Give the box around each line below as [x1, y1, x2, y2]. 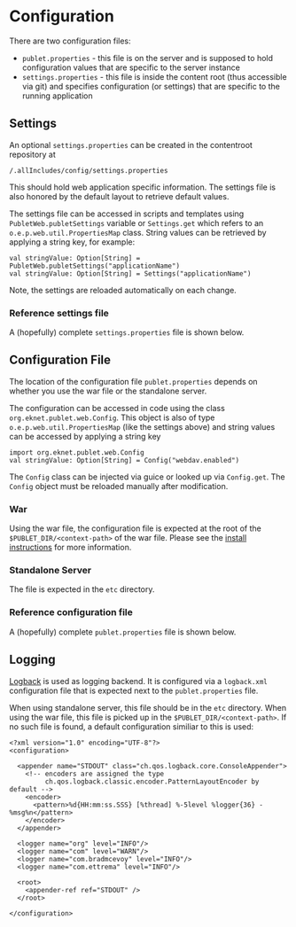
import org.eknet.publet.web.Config [9, 448, 144, 457]
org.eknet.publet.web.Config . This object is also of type [9, 412, 215, 423]
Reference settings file [9, 307, 109, 319]
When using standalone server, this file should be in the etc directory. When [9, 702, 286, 713]
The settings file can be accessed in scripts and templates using [9, 208, 245, 219]
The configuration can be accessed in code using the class [9, 402, 226, 413]
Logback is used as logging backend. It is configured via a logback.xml [9, 675, 269, 686]
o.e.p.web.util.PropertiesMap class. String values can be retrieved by [9, 227, 268, 238]
